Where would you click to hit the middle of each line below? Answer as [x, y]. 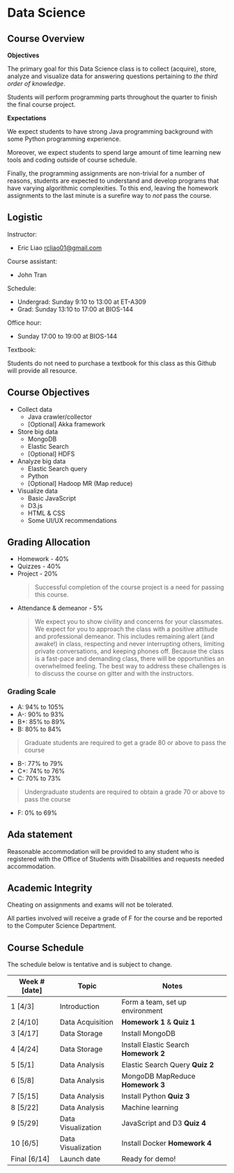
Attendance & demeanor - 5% [60, 608]
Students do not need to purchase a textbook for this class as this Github [112, 363]
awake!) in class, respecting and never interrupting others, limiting [130, 644]
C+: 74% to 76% [41, 771]
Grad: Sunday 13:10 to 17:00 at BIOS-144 [75, 309]
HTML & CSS [46, 513]
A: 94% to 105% [41, 707]
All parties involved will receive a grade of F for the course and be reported [115, 919]
